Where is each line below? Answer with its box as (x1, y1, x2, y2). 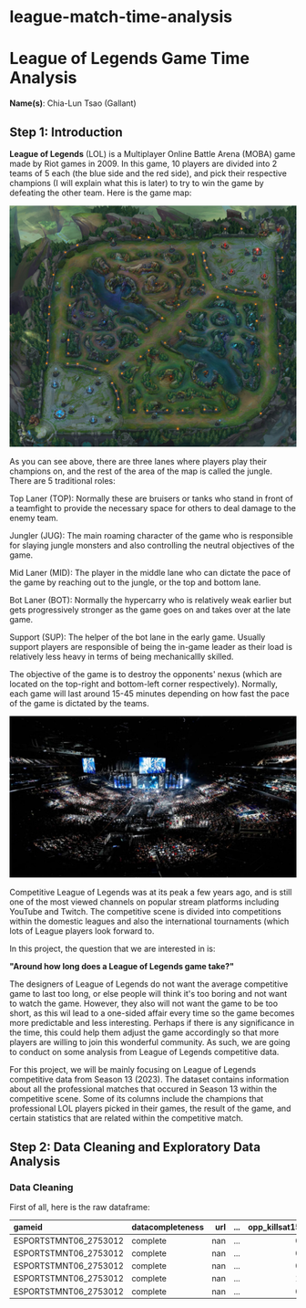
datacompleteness (131, 1221, 205, 1233)
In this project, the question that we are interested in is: (9, 943, 216, 955)
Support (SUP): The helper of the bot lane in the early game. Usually (9, 632, 266, 643)
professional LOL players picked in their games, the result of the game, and (9, 1103, 291, 1114)
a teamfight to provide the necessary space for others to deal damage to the (9, 502, 296, 513)
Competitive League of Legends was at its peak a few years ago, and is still (9, 887, 292, 898)
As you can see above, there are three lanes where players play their (9, 455, 267, 466)
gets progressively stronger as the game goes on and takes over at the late (9, 604, 291, 615)
